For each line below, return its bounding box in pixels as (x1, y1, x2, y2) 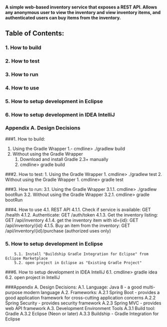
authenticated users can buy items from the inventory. (5, 14, 121, 20)
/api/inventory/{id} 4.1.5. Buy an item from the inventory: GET (5, 222, 130, 228)
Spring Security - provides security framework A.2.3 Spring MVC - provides (5, 300, 161, 306)
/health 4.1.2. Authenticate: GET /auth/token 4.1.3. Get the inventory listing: (5, 211, 158, 217)
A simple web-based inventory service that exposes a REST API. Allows (5, 4, 157, 10)
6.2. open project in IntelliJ (5, 274, 60, 280)
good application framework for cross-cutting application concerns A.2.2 (5, 295, 156, 301)
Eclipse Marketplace (5, 256, 48, 261)
